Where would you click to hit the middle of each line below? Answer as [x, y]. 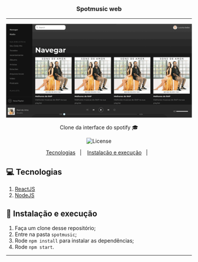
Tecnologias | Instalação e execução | [97, 153]
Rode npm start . [34, 247]
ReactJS [25, 189]
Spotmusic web [99, 9]
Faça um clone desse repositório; [55, 228]
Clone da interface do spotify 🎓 [99, 127]
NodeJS [24, 195]
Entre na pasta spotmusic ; [46, 234]
